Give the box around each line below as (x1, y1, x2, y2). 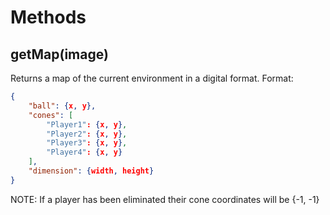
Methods (10, 6, 87, 29)
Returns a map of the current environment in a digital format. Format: (10, 72, 294, 84)
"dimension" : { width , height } (28, 166, 155, 176)
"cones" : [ (28, 110, 74, 120)
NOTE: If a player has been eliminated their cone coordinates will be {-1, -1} (10, 193, 320, 205)
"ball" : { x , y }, (28, 101, 97, 111)
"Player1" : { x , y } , (46, 119, 128, 130)
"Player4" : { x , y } (46, 147, 123, 158)
